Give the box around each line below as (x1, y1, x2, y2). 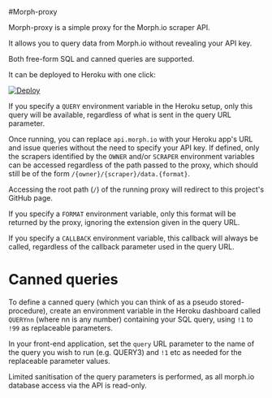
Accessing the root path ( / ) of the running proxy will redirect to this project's (8, 184, 265, 194)
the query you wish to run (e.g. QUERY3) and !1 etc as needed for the (8, 347, 242, 357)
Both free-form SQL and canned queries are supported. (8, 54, 195, 63)
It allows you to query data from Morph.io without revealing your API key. (8, 38, 253, 48)
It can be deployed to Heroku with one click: (8, 70, 157, 80)
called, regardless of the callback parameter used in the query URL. (8, 242, 235, 251)
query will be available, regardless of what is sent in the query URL (8, 110, 232, 119)
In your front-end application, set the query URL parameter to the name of (8, 339, 255, 348)
